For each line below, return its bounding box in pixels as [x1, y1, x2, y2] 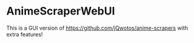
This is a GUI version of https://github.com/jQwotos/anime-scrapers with [6, 24, 188, 31]
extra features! [6, 30, 43, 38]
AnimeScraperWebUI [6, 4, 115, 18]
